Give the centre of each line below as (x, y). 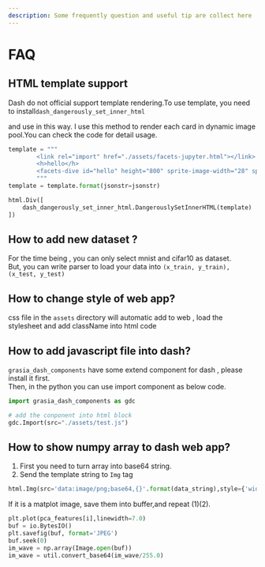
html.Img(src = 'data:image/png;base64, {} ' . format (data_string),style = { (127, 489)
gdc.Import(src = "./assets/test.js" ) (68, 422)
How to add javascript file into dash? (100, 351)
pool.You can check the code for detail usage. (83, 134)
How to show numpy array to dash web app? (119, 447)
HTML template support (68, 84)
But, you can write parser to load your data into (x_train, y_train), (119, 267)
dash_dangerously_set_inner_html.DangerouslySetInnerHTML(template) (137, 207)
